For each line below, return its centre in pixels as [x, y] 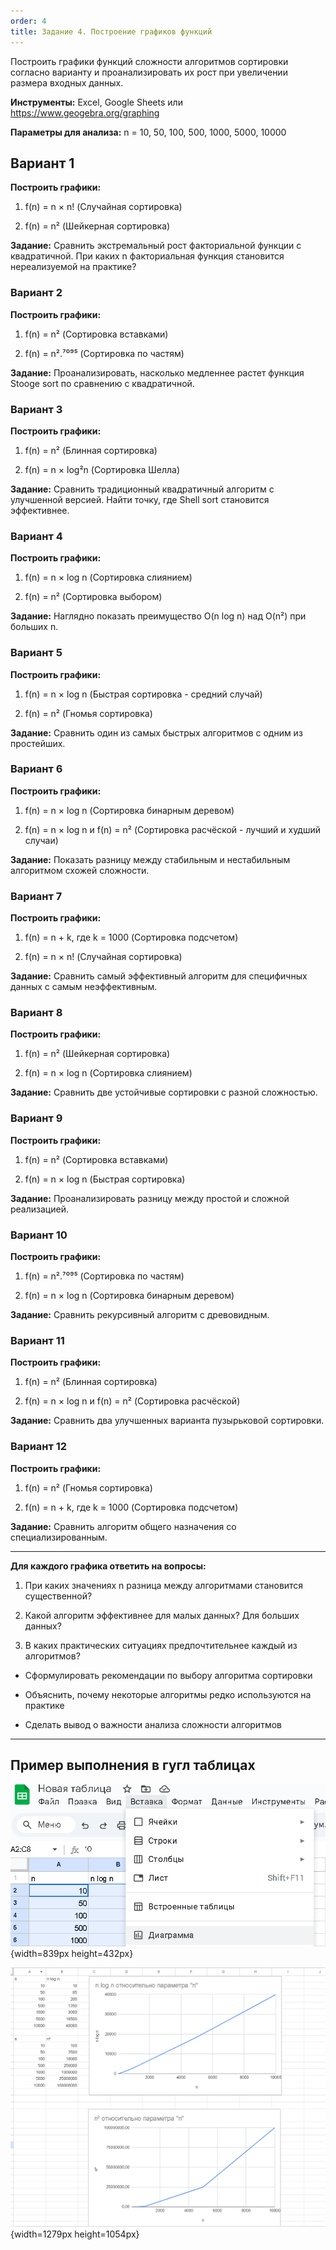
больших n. [34, 627]
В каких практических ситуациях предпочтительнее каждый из [161, 1645]
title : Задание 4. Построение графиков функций [111, 31]
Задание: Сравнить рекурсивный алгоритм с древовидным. [140, 1314]
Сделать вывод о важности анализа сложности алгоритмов [153, 1724]
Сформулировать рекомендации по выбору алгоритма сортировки [168, 1675]
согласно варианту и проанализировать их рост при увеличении [149, 72]
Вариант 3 [36, 409]
